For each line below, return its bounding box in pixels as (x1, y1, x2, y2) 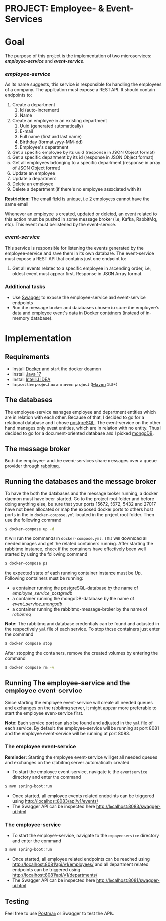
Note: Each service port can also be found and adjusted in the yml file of (5, 720, 153, 726)
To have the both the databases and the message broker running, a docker (5, 490, 158, 497)
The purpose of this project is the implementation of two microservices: (5, 53, 152, 59)
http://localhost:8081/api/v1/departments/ (12, 872, 98, 878)
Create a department (12, 102, 55, 108)
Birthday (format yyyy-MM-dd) (19, 139, 83, 145)
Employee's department (19, 144, 69, 150)
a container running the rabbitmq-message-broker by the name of (12, 606, 148, 612)
